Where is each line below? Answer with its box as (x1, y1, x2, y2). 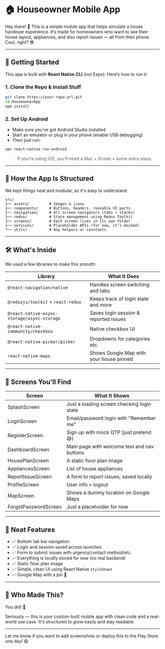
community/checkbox (7, 328, 53, 334)
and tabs (89, 288, 110, 294)
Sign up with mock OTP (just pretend (66, 429, 151, 436)
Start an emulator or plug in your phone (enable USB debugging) (12, 131, 143, 138)
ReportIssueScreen (7, 473, 52, 480)
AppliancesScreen (7, 465, 50, 472)
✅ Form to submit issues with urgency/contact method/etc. (12, 550, 132, 555)
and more (89, 301, 112, 308)
